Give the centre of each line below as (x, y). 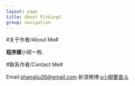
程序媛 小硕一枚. (25, 52)
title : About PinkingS (34, 17)
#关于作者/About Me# (32, 40)
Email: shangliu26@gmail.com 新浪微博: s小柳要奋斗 (67, 77)
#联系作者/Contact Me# (34, 64)
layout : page (22, 11)
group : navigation (28, 22)
